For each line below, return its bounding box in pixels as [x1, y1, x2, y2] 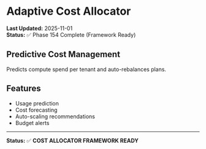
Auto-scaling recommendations [15, 112, 95, 120]
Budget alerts [15, 119, 50, 126]
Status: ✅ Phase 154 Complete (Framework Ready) [6, 31, 136, 38]
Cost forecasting [15, 106, 58, 113]
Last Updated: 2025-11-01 [6, 25, 73, 32]
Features [6, 83, 41, 94]
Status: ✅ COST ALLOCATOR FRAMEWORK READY [6, 137, 139, 144]
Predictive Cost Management [6, 49, 121, 59]
